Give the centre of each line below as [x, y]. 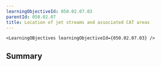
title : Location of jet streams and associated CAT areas [78, 22]
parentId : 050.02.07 [31, 17]
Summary [24, 56]
